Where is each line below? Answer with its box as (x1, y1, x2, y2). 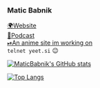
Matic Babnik (7, 5, 52, 15)
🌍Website (7, 21, 37, 30)
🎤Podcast (7, 32, 34, 40)
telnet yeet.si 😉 (7, 47, 59, 55)
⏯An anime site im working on (7, 38, 93, 47)
